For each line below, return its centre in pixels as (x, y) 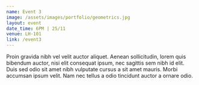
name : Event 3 (24, 12)
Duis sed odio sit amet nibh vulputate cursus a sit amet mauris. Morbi (92, 69)
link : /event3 (24, 40)
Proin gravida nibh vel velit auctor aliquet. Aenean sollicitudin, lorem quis (96, 57)
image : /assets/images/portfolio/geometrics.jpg (68, 17)
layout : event (24, 23)
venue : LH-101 (24, 34)
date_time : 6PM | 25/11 (36, 28)
